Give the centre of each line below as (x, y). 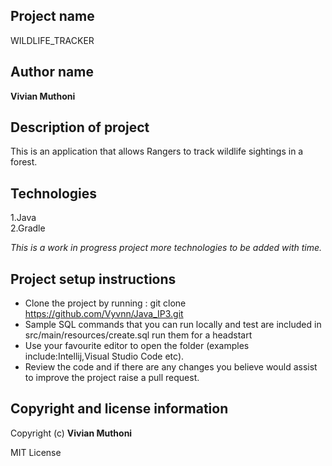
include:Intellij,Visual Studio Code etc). (104, 356)
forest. (24, 162)
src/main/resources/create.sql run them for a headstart (138, 335)
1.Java (23, 218)
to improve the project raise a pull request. (112, 378)
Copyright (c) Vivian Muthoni (71, 433)
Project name (52, 16)
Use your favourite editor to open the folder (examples (137, 346)
